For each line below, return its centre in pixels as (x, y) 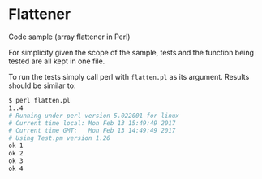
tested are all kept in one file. (57, 61)
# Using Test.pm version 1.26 (60, 138)
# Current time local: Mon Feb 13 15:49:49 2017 (92, 123)
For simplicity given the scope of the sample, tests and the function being (131, 52)
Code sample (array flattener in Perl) (69, 37)
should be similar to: (42, 85)
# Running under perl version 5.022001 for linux (94, 116)
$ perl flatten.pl (39, 100)
